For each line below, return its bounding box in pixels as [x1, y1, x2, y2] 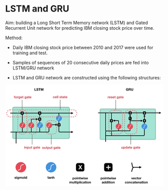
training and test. [12, 50, 48, 56]
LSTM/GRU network [12, 65, 54, 71]
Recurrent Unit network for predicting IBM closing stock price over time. [5, 25, 154, 31]
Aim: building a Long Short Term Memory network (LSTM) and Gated [5, 20, 148, 26]
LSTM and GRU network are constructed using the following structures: [12, 74, 161, 80]
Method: [5, 35, 23, 41]
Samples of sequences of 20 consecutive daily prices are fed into [12, 59, 149, 65]
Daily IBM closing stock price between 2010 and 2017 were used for [12, 44, 153, 50]
